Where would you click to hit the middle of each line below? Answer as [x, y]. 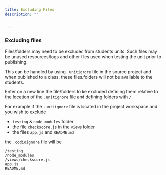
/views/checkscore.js [28, 160]
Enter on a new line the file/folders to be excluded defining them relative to [82, 91]
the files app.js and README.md [43, 132]
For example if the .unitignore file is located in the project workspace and [81, 106]
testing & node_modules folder [43, 121]
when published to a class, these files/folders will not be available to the [79, 77]
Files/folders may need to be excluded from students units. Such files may [81, 51]
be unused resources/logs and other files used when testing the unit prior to [83, 56]
